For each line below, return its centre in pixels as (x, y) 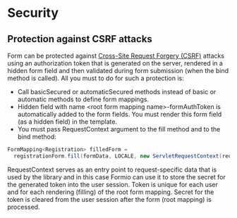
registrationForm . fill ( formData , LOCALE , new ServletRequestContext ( (118, 156)
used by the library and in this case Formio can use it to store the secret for (116, 177)
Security (33, 13)
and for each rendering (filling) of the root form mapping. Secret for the (111, 192)
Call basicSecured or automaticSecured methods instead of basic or (117, 92)
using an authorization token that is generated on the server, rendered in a (115, 63)
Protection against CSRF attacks (80, 39)
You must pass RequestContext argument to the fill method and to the (119, 129)
